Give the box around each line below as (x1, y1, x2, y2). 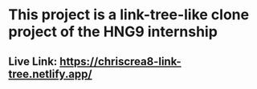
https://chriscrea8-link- (59, 55, 182, 68)
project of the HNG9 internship (8, 22, 218, 41)
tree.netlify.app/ (8, 67, 92, 81)
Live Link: (8, 55, 58, 68)
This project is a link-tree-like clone (8, 6, 250, 24)
